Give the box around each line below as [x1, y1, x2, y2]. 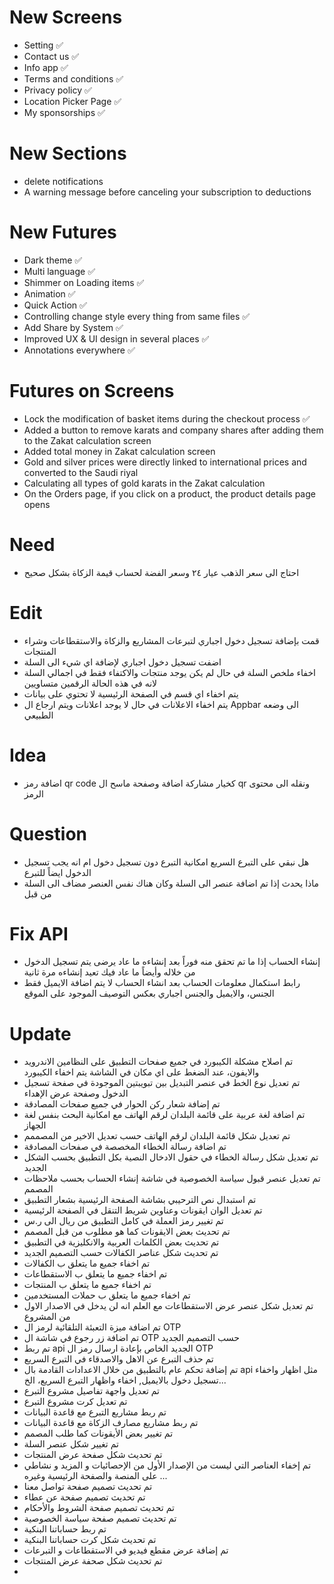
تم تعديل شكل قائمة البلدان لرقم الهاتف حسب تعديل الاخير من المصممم [23, 1130, 291, 1142]
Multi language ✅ [23, 265, 96, 277]
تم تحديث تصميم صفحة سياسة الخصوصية [23, 1512, 177, 1525]
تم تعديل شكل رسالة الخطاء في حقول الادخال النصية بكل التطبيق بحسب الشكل [23, 1151, 319, 1163]
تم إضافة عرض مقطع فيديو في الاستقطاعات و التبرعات [23, 1544, 229, 1556]
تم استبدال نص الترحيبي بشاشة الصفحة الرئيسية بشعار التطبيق [23, 1194, 257, 1206]
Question [9, 822, 87, 845]
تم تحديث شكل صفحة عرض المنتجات [23, 1449, 163, 1461]
